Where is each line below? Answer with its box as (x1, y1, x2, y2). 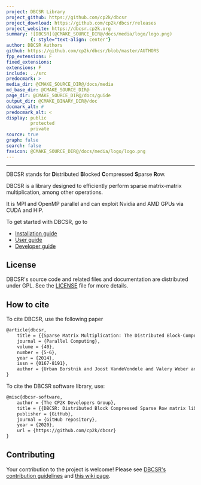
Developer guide (14, 242, 56, 250)
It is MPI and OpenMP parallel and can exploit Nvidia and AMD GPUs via (6, 200, 184, 207)
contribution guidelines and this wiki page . (6, 472, 111, 479)
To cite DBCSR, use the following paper (6, 316, 103, 323)
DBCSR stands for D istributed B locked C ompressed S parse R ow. (6, 170, 166, 178)
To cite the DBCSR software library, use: (6, 382, 105, 390)
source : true (6, 131, 39, 138)
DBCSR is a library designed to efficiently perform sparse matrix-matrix (6, 182, 182, 189)
